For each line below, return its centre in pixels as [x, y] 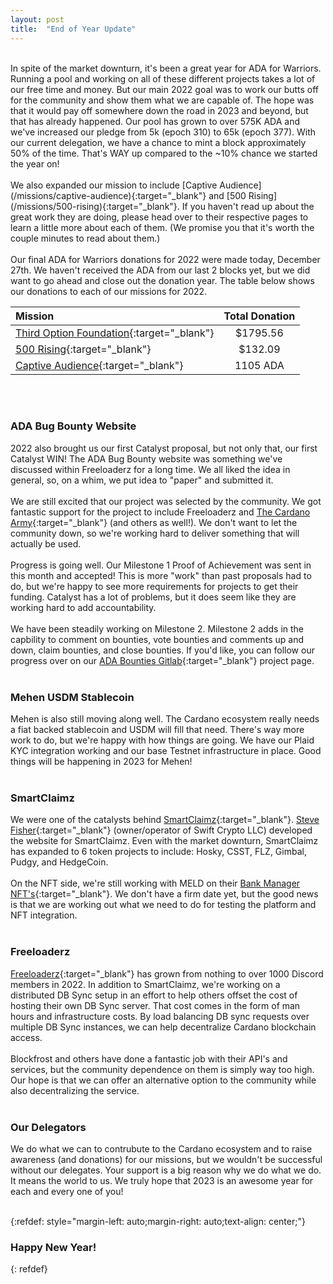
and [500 [227, 195]
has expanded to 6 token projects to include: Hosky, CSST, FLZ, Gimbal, [158, 852]
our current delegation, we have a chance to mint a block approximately [158, 142]
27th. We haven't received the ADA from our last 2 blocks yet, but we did [160, 270]
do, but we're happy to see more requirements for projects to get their [154, 586]
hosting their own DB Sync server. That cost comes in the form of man [155, 1005]
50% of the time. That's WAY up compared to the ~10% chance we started [164, 153]
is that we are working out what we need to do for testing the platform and [163, 905]
